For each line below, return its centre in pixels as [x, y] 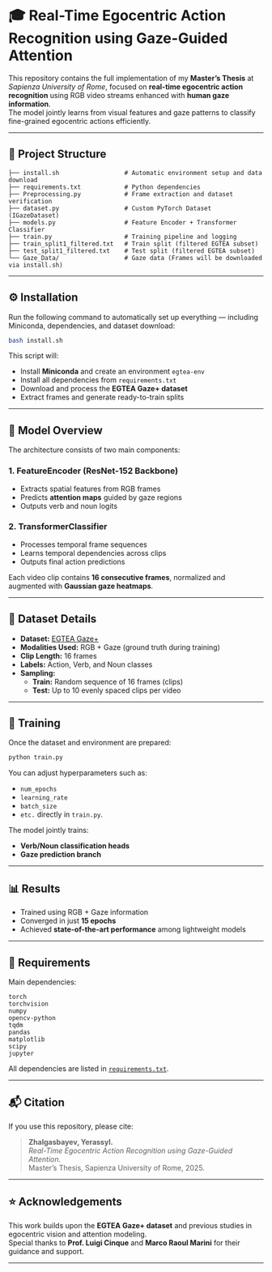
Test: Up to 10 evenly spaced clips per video [106, 690]
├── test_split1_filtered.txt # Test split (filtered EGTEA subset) [132, 251]
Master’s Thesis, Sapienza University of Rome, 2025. [116, 1167]
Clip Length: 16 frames [58, 655]
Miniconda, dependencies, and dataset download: [92, 326]
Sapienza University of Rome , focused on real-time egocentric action [126, 87]
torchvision [28, 1004]
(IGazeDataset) [34, 216]
